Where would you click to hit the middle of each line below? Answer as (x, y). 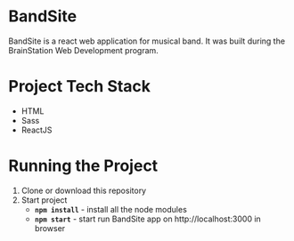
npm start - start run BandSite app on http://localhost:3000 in (148, 219)
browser (50, 228)
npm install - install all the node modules (111, 209)
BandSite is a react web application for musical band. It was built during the (147, 41)
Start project (44, 200)
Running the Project (83, 166)
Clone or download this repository (84, 190)
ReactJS (37, 130)
